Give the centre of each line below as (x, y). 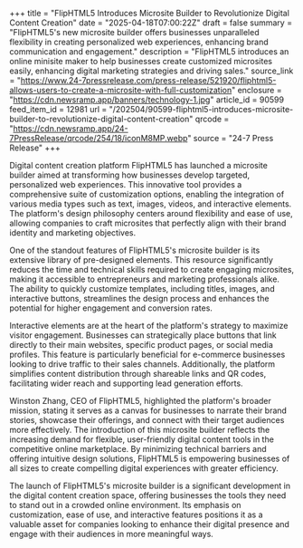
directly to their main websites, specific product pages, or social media (142, 345)
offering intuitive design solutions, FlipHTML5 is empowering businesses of (150, 458)
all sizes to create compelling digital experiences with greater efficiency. (144, 468)
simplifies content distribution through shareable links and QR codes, (138, 374)
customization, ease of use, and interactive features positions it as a (137, 514)
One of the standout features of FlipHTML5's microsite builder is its (135, 250)
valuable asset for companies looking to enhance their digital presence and (149, 524)
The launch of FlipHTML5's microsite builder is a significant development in (150, 486)
